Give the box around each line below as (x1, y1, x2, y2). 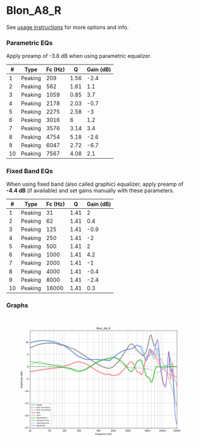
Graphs (6, 301, 28, 309)
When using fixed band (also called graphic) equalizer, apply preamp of (6, 180, 184, 188)
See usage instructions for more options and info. (6, 24, 129, 31)
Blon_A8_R (6, 4, 61, 17)
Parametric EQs (6, 39, 53, 47)
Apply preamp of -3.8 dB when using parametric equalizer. (6, 52, 152, 60)
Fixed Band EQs (6, 166, 53, 175)
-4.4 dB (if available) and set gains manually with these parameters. (6, 187, 175, 194)
